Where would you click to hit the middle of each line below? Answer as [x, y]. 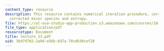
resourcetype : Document [29, 32]
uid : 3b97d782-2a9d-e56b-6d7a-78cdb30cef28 [50, 41]
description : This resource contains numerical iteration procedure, [77, 14]
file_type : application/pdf [34, 28]
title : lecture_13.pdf [28, 37]
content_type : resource [29, 9]
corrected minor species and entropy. [49, 18]
